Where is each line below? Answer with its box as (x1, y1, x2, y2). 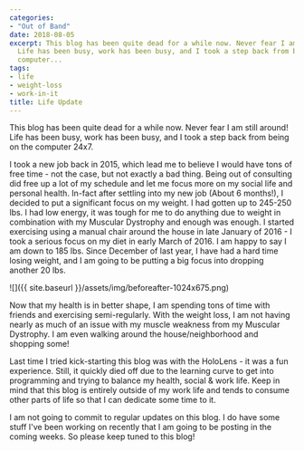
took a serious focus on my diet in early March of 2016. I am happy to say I (9, 236, 287, 247)
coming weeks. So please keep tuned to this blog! (9, 431, 195, 442)
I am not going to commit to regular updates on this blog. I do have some (9, 412, 280, 423)
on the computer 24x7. (9, 141, 94, 152)
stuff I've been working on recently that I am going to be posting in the (9, 422, 272, 433)
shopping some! (9, 339, 70, 350)
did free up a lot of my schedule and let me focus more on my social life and (9, 178, 293, 189)
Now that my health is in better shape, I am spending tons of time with (9, 300, 271, 311)
